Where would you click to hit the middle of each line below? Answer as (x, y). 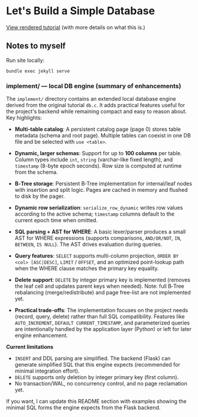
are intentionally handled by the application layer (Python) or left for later (103, 329)
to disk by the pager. (40, 196)
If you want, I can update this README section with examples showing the (97, 402)
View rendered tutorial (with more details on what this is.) (76, 27)
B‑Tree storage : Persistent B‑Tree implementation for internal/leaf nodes (103, 184)
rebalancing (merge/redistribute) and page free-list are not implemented (103, 293)
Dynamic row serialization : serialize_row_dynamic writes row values (99, 208)
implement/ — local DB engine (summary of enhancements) (94, 86)
